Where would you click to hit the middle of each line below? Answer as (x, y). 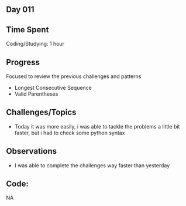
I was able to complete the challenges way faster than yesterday (92, 165)
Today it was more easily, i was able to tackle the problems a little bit (97, 126)
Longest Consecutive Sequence (53, 88)
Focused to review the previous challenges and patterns (74, 76)
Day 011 (20, 10)
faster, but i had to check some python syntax (70, 133)
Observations (32, 151)
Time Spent (27, 30)
